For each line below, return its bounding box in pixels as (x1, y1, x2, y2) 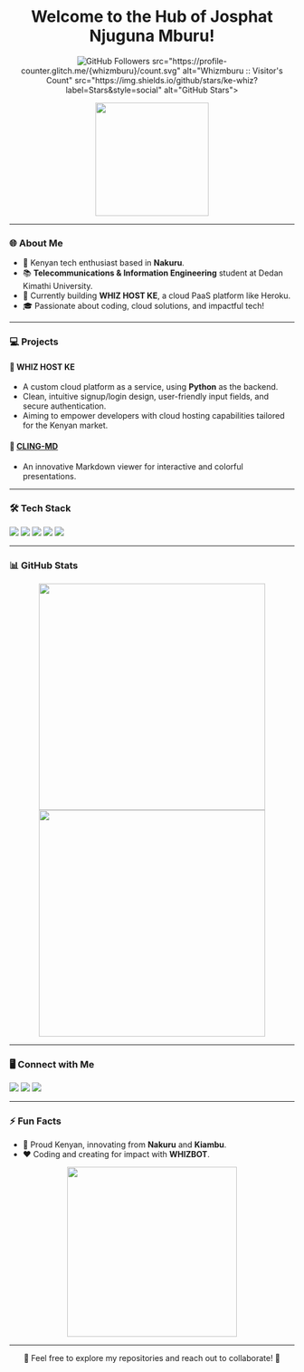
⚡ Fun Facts (9, 1115, 62, 1127)
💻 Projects (9, 335, 59, 348)
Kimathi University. (22, 281, 93, 292)
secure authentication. (22, 401, 107, 411)
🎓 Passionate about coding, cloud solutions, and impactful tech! (22, 301, 265, 312)
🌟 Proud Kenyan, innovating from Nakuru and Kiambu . (22, 1139, 227, 1150)
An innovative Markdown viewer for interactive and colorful (22, 460, 244, 472)
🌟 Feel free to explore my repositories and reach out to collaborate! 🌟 (24, 1352, 280, 1363)
